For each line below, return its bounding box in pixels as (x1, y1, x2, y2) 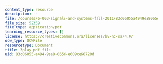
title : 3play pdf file (5, 47, 51, 52)
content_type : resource (5, 7, 53, 12)
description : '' (5, 12, 38, 16)
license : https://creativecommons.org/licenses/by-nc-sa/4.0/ (5, 34, 133, 39)
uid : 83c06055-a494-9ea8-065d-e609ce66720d (5, 51, 95, 57)
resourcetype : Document (5, 43, 53, 48)
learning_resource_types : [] (5, 29, 64, 34)
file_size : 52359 (5, 20, 40, 26)
